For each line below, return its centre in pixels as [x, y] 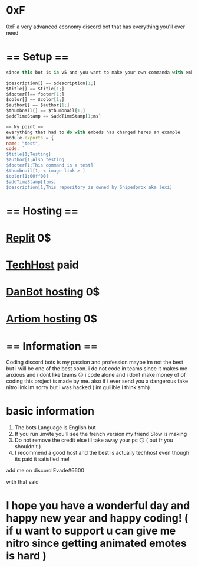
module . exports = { [30, 138]
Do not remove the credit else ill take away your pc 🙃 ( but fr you [94, 440]
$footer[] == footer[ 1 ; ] [35, 94]
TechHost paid [43, 265]
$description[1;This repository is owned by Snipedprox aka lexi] [89, 187]
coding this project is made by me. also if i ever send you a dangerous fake [97, 381]
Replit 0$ [29, 238]
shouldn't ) [28, 447]
